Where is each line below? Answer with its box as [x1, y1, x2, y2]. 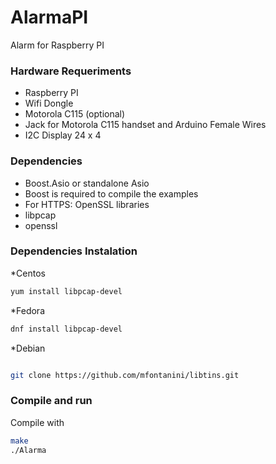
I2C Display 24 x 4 [24, 129, 102, 141]
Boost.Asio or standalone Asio [24, 177, 150, 189]
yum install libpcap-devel [10, 286, 123, 296]
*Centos [10, 267, 46, 279]
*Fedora [10, 304, 46, 316]
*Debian [10, 342, 46, 354]
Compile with [10, 416, 65, 428]
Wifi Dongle [24, 97, 74, 110]
